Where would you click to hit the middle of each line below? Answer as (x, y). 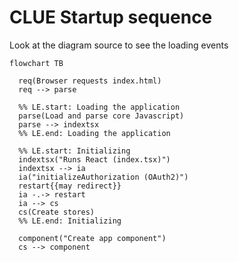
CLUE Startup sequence (111, 17)
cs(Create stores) (57, 212)
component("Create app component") (92, 238)
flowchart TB (36, 63)
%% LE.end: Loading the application (94, 133)
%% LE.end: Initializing (70, 221)
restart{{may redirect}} (70, 186)
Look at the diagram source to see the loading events (119, 45)
